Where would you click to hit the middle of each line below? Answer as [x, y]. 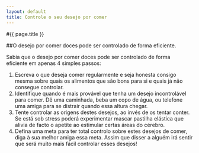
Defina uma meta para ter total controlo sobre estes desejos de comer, [101, 131]
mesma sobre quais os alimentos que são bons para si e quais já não [99, 81]
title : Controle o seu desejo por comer [57, 17]
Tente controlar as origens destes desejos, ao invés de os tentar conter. [102, 112]
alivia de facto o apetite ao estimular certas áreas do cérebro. [90, 125]
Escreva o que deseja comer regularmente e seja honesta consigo [95, 74]
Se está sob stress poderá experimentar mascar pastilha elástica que [99, 118]
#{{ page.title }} [25, 34]
